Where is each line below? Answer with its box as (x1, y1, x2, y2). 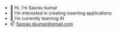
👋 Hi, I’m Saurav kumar (10, 5, 58, 10)
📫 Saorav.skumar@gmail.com (10, 21, 73, 27)
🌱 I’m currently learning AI (10, 15, 65, 21)
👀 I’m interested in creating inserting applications (10, 10, 112, 16)
